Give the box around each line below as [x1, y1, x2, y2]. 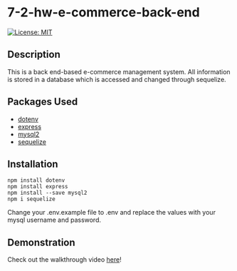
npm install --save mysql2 [7, 190, 88, 197]
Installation [7, 158, 58, 170]
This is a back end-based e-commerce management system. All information [7, 67, 231, 76]
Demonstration [7, 236, 76, 248]
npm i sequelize [7, 195, 56, 203]
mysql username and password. [7, 215, 102, 225]
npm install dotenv [7, 177, 65, 184]
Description [7, 48, 60, 61]
